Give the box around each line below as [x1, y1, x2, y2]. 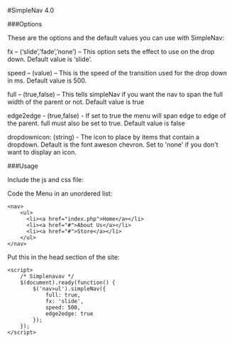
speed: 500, [45, 304, 81, 311]
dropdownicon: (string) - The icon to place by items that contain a [7, 133, 200, 141]
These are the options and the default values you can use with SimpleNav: [7, 33, 225, 42]
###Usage [7, 162, 39, 170]
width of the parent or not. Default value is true [7, 97, 145, 106]
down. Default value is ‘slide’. [7, 55, 92, 63]
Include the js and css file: [7, 176, 84, 184]
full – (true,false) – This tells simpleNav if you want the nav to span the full [7, 90, 223, 98]
